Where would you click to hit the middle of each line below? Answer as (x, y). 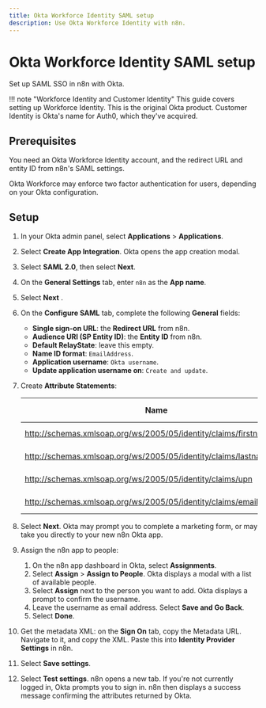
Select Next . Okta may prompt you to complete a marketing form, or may (139, 527)
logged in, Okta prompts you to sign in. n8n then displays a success (131, 687)
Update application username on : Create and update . (120, 371)
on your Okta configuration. (54, 192)
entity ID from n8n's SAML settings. (67, 169)
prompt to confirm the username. (86, 600)
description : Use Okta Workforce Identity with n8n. (97, 23)
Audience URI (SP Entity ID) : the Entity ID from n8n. (117, 337)
